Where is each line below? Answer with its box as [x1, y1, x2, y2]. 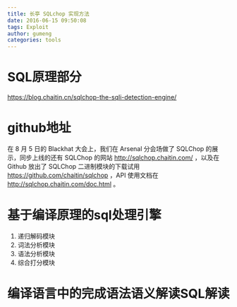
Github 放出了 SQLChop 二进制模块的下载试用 [7, 162, 140, 170]
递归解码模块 [17, 231, 55, 240]
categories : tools [7, 37, 61, 44]
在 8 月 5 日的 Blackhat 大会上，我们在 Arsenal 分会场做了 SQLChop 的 [7, 145, 212, 152]
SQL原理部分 [7, 69, 82, 85]
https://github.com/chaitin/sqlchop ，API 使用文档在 [7, 171, 159, 179]
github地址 [7, 120, 72, 136]
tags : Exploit [7, 23, 49, 30]
